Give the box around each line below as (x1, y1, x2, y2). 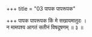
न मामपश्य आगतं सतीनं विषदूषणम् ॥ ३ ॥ (6, 24, 84, 30)
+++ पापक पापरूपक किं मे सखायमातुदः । (6, 17, 87, 24)
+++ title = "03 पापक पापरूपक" (6, 5, 76, 12)
